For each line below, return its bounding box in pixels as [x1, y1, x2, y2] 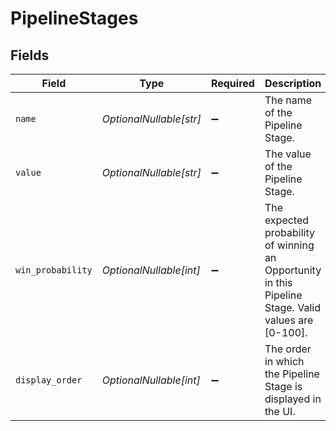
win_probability [15, 265, 93, 276]
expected [264, 213, 310, 227]
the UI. [264, 405, 296, 418]
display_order [15, 375, 83, 386]
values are [264, 313, 314, 327]
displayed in [264, 392, 322, 406]
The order [264, 342, 312, 356]
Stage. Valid [264, 301, 321, 314]
